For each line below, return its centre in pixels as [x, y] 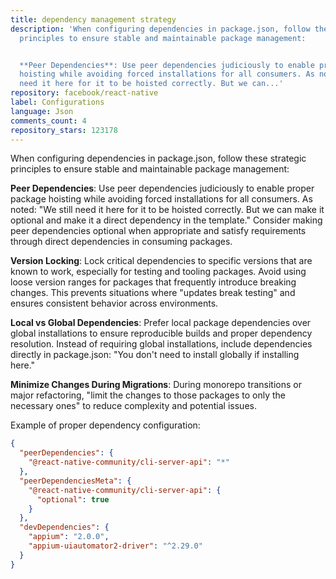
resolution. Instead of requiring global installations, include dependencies [161, 344]
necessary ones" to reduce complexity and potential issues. [133, 406]
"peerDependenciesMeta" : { [75, 481]
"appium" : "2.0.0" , [69, 537]
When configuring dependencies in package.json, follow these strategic [158, 158]
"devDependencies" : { [64, 527]
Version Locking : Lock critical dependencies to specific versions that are [161, 261]
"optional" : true [73, 499]
